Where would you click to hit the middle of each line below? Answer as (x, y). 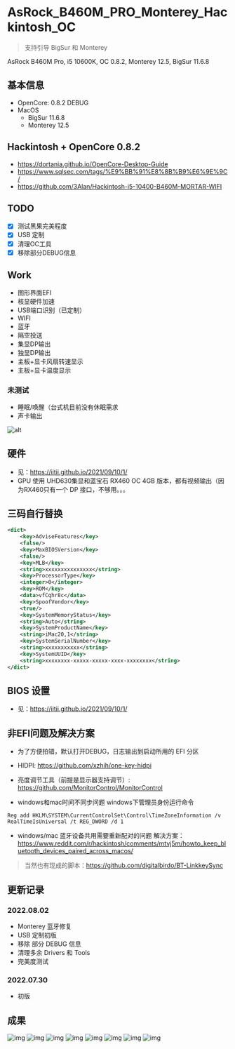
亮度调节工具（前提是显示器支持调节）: (74, 780)
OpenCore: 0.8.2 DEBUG (53, 102)
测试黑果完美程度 (42, 226)
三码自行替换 (35, 513)
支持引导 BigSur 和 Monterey (66, 47)
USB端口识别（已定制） (52, 310)
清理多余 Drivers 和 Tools (54, 952)
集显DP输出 (34, 344)
